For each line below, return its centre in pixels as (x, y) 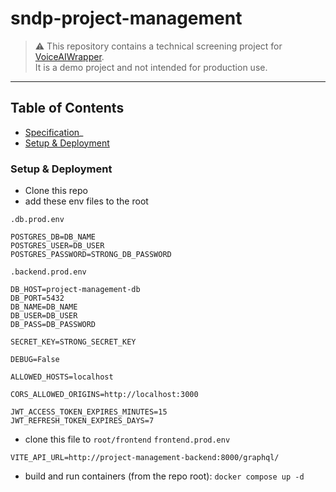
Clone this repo (56, 191)
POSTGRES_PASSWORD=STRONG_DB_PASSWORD (91, 255)
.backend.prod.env (48, 272)
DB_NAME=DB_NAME (44, 307)
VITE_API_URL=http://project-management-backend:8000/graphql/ (145, 458)
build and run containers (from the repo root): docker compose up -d (164, 476)
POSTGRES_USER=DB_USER (57, 246)
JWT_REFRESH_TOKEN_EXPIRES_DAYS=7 (82, 421)
